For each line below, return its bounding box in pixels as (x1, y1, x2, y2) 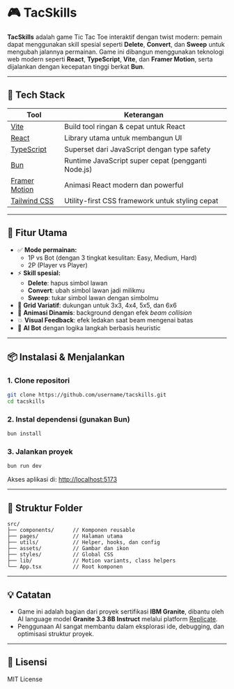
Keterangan (124, 110, 164, 119)
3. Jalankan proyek (7, 447, 73, 457)
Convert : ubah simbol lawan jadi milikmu (27, 286, 145, 295)
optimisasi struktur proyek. (17, 629, 94, 638)
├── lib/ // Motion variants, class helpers (7, 557, 176, 565)
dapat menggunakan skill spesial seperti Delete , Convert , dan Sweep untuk (7, 40, 225, 48)
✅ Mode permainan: (17, 245, 77, 254)
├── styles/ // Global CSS (7, 551, 114, 558)
